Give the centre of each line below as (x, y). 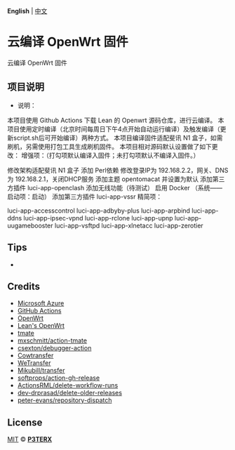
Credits (24, 286)
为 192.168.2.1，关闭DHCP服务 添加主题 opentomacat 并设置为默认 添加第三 (116, 179)
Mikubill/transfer (41, 371)
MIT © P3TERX (30, 439)
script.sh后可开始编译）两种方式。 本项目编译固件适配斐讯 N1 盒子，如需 (118, 138)
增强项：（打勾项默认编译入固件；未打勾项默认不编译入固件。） (110, 155)
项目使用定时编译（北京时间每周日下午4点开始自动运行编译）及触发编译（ (114, 128)
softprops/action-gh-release (59, 378)
